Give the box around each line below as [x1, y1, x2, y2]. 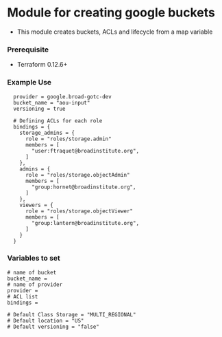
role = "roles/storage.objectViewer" [25, 208, 134, 215]
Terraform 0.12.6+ [16, 61, 68, 69]
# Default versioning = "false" [7, 323, 99, 330]
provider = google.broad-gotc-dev [13, 93, 112, 100]
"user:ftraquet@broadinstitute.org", [32, 147, 139, 154]
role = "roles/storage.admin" [25, 135, 112, 142]
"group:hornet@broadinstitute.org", [32, 184, 136, 191]
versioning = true [13, 105, 66, 112]
